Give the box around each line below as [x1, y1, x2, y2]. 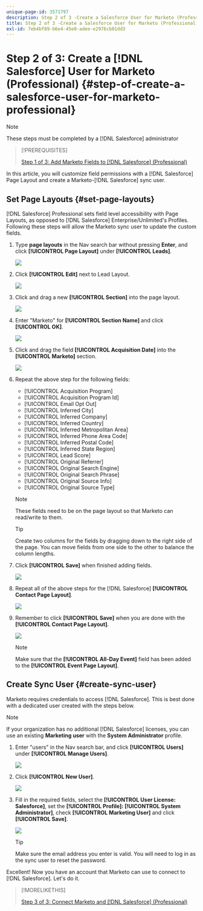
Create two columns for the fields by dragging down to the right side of [14, 537, 192, 544]
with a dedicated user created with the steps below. [6, 702, 135, 709]
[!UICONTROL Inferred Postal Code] [24, 439, 114, 446]
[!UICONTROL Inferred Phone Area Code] [24, 433, 128, 439]
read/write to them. [14, 514, 63, 521]
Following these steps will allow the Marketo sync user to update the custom [6, 223, 196, 230]
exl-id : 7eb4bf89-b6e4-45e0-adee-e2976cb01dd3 [6, 25, 126, 32]
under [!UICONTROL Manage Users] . [14, 749, 109, 757]
